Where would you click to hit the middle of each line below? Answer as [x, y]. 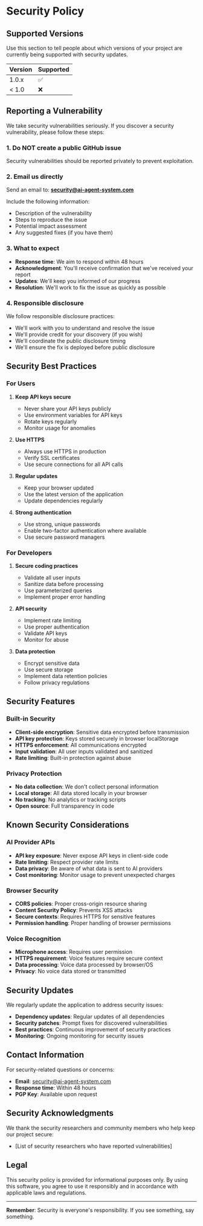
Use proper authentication [56, 627]
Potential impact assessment [51, 226]
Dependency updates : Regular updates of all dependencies [90, 1017]
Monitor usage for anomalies [60, 428]
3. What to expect [33, 248]
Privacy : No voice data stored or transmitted [70, 971]
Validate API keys [46, 633]
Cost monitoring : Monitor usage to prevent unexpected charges [95, 875]
